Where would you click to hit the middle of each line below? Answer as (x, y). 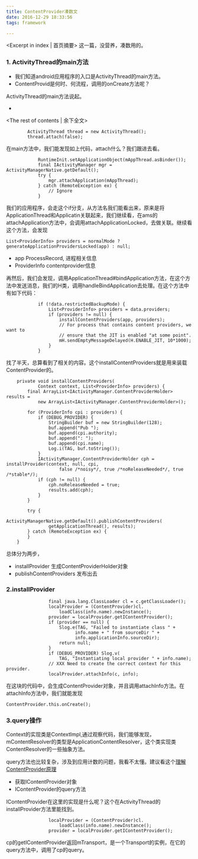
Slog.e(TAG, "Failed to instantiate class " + (117, 627)
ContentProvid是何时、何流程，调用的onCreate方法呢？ (82, 84)
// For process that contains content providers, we (125, 325)
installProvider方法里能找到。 (42, 809)
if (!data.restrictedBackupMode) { (82, 304)
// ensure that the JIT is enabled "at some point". (125, 335)
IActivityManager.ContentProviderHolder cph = (96, 459)
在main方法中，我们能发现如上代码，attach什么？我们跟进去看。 (85, 148)
